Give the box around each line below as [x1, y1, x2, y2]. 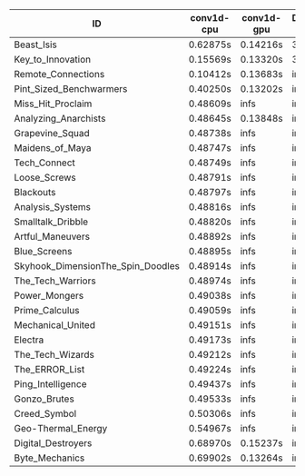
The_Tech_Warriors [14, 274, 97, 287]
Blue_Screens [14, 245, 73, 257]
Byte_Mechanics [14, 451, 85, 464]
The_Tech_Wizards [14, 349, 95, 361]
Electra [14, 333, 44, 346]
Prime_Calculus [14, 304, 80, 316]
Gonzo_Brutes [14, 392, 74, 405]
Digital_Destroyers [14, 437, 93, 449]
